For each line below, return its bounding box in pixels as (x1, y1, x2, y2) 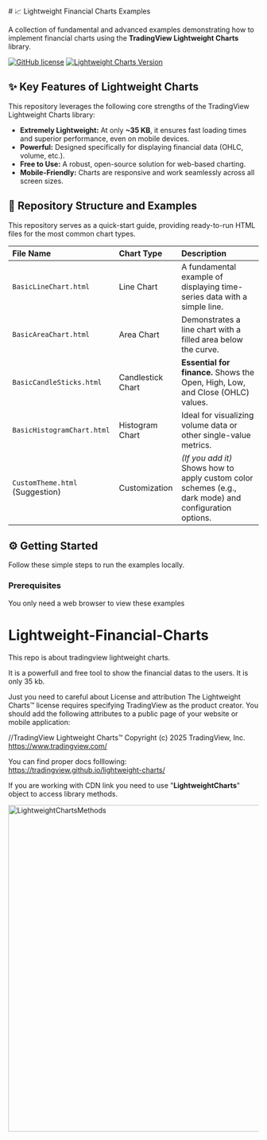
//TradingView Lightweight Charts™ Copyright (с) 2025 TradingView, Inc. (8, 732, 246, 742)
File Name (12, 248, 52, 259)
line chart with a (181, 323, 241, 335)
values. (181, 397, 208, 408)
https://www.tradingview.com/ (8, 741, 107, 750)
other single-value (181, 429, 252, 441)
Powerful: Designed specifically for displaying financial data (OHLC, (19, 142, 244, 151)
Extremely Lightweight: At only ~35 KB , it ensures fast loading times (19, 125, 247, 135)
